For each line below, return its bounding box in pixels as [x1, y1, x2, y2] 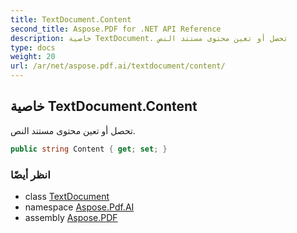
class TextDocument [24, 190, 110, 202]
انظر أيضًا [10, 167, 51, 181]
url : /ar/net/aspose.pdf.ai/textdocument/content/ [10, 61, 226, 71]
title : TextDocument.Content [10, 14, 132, 25]
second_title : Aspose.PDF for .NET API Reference [10, 24, 222, 34]
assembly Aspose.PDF [24, 211, 118, 223]
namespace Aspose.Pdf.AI [24, 201, 135, 213]
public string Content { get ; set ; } [10, 144, 168, 154]
